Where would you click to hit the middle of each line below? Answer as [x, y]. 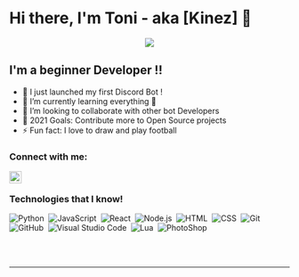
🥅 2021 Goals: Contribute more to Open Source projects [124, 120]
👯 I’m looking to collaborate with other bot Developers [121, 110]
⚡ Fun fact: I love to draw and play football [99, 130]
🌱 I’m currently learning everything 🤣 [89, 101]
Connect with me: [48, 157]
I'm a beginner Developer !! [86, 70]
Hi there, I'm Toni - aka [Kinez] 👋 [130, 18]
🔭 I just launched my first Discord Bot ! [92, 92]
